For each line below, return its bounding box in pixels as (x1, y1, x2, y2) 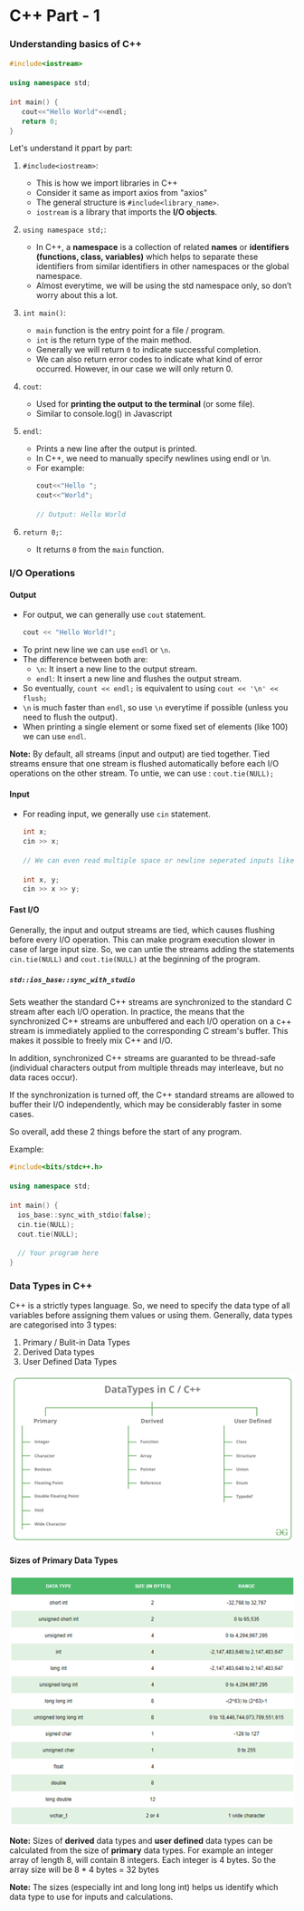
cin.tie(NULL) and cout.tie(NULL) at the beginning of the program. (9, 953, 261, 964)
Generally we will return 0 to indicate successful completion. (35, 344, 261, 355)
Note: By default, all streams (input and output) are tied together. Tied (9, 748, 270, 759)
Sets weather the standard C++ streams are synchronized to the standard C (9, 997, 292, 1008)
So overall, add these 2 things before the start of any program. (9, 1126, 242, 1137)
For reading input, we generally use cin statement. (22, 808, 211, 820)
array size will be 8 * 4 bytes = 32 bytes (9, 1864, 160, 1876)
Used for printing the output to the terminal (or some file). (35, 399, 255, 410)
